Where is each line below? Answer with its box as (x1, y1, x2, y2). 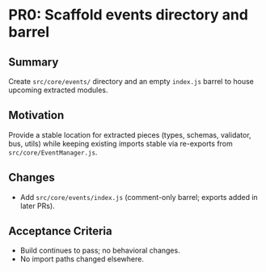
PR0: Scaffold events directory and (8, 6, 249, 24)
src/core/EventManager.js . (8, 147, 98, 157)
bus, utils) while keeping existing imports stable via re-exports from (8, 138, 233, 148)
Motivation (8, 108, 65, 122)
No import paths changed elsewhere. (19, 254, 144, 264)
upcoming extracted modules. (8, 85, 108, 95)
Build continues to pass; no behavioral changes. (19, 245, 180, 256)
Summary (8, 55, 59, 69)
